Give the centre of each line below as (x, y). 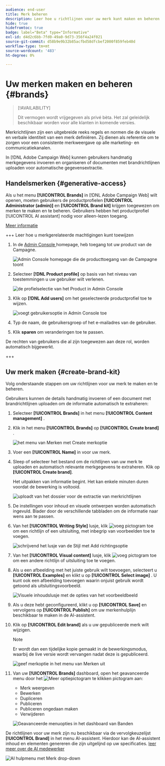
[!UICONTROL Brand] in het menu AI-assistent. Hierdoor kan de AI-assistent (83, 738)
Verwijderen (32, 714)
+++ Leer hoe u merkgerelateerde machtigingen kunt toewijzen (70, 235)
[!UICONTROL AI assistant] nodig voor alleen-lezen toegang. (67, 216)
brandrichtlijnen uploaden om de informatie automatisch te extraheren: (77, 403)
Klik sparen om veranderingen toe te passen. (58, 332)
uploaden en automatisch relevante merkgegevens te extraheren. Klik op (86, 467)
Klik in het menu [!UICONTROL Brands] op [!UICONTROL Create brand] (86, 427)
